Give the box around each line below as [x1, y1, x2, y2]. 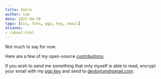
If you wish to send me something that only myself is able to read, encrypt [5, 63, 156, 69]
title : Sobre [5, 7, 32, 12]
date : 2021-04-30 [5, 16, 41, 21]
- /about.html [5, 30, 35, 35]
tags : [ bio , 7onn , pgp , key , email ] [5, 21, 80, 26]
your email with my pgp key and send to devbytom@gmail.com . [5, 68, 135, 74]
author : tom [5, 12, 30, 17]
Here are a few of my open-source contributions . [5, 53, 105, 59]
